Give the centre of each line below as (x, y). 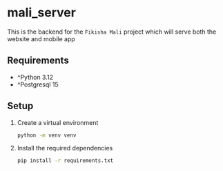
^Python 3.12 (35, 77)
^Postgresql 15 (38, 84)
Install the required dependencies (65, 148)
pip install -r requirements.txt (65, 161)
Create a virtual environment (58, 122)
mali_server (41, 13)
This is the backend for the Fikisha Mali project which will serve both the (112, 32)
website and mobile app (41, 38)
